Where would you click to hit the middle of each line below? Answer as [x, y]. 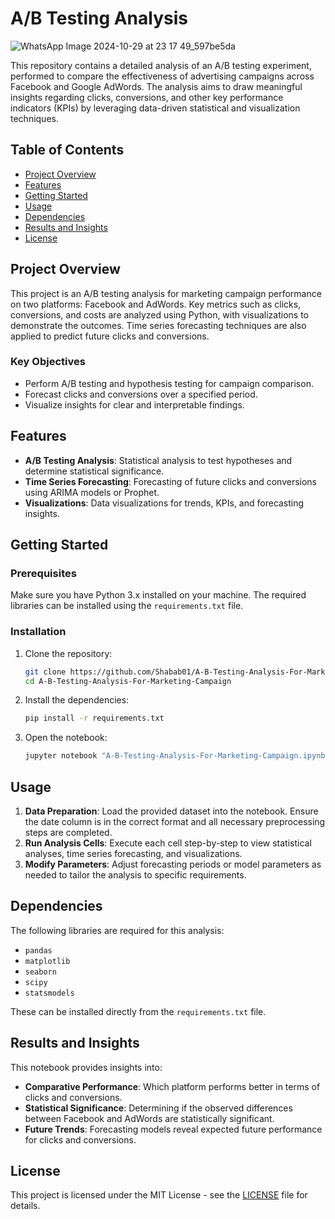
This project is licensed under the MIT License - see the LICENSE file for [159, 1195]
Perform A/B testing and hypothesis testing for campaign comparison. [169, 383]
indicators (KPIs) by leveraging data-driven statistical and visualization [155, 108]
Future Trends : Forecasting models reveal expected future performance [173, 1129]
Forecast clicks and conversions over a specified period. [141, 394]
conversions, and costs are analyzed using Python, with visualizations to [159, 314]
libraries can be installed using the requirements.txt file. [127, 606]
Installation [38, 632]
